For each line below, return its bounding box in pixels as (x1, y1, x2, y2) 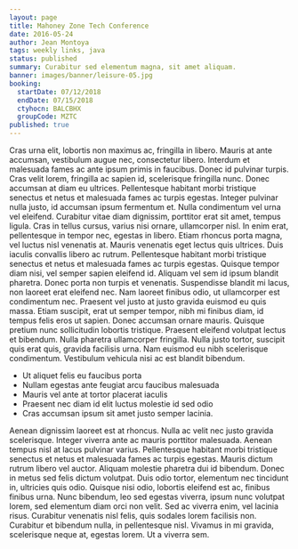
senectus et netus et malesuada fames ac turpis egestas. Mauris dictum (9, 454, 273, 464)
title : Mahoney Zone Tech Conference (9, 21, 149, 30)
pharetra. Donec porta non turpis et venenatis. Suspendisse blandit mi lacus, (9, 278, 290, 287)
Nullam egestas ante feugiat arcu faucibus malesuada (21, 380, 220, 390)
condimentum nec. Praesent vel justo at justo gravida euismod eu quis (9, 296, 267, 307)
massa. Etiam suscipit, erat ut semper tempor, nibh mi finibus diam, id (9, 306, 264, 316)
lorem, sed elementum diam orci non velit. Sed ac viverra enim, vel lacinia (9, 501, 278, 512)
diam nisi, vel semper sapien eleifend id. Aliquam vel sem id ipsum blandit (9, 268, 279, 279)
